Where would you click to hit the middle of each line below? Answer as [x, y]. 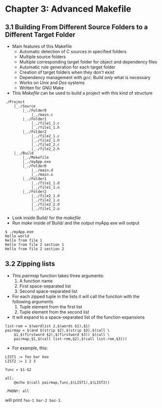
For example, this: [30, 348]
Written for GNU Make [42, 88]
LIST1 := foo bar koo [27, 357]
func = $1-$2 [18, 369]
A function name [36, 281]
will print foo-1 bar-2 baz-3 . [33, 400]
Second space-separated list [48, 291]
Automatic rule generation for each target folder [67, 67]
